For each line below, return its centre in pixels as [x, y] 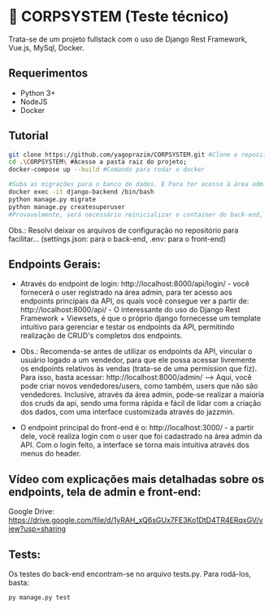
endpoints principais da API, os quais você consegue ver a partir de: [134, 301]
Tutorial [28, 136]
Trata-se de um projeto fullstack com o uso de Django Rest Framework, [128, 39]
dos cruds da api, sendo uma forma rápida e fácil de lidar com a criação [141, 403]
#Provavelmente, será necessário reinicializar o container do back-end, [136, 215]
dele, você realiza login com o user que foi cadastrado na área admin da [141, 436]
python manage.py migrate [52, 199]
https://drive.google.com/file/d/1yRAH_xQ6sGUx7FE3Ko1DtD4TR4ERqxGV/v [136, 521]
